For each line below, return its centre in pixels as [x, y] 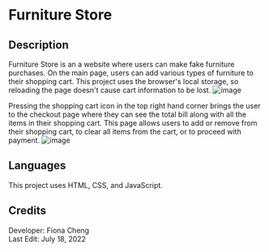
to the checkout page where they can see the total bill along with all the [128, 114]
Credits [28, 211]
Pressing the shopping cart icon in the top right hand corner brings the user [134, 106]
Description [38, 45]
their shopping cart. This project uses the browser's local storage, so [124, 81]
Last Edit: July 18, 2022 [47, 239]
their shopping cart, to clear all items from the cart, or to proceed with [125, 132]
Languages [37, 166]
